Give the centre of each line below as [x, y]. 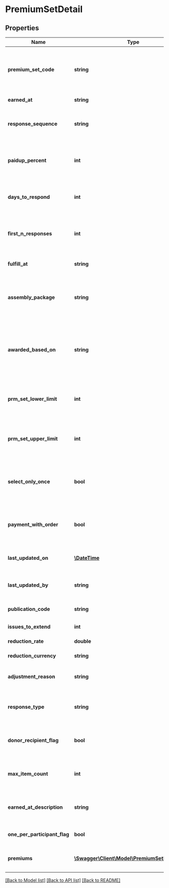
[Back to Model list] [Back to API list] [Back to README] [63, 880]
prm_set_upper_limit [33, 439]
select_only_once [29, 482]
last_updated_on [28, 558]
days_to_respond [29, 197]
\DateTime [87, 558]
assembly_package [31, 297]
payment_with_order [33, 525]
